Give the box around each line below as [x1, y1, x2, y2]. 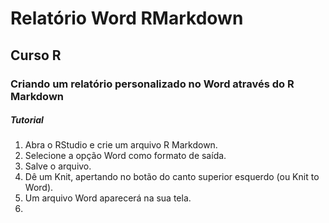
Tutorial [10, 114, 44, 126]
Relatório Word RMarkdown [10, 7, 244, 30]
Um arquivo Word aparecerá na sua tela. [24, 192, 192, 204]
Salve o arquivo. [24, 160, 92, 172]
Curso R [10, 47, 62, 64]
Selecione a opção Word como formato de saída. [24, 150, 227, 162]
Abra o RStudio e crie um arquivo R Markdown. [24, 139, 218, 151]
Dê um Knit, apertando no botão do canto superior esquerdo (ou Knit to [24, 171, 320, 183]
